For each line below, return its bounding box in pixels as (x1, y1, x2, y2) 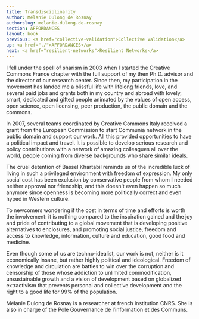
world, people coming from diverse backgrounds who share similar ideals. (6, 152, 188, 159)
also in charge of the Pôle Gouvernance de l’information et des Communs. (6, 306, 188, 313)
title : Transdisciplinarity (6, 8, 76, 15)
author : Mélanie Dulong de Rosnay (6, 14, 92, 20)
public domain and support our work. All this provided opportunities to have (6, 133, 192, 140)
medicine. (6, 238, 31, 246)
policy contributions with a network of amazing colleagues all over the (6, 145, 179, 152)
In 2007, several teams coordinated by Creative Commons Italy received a (6, 120, 188, 127)
